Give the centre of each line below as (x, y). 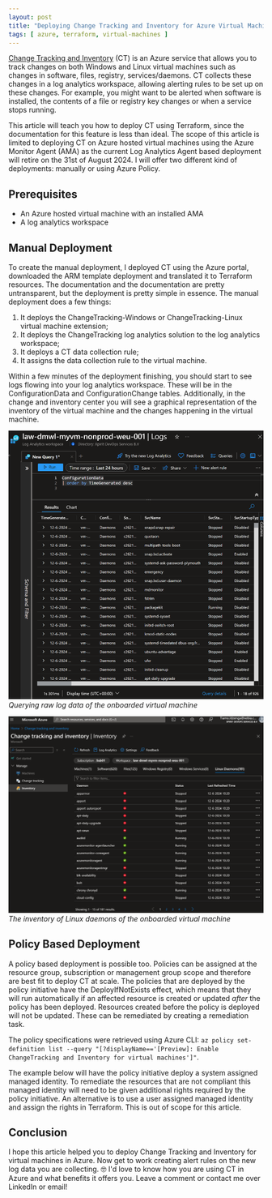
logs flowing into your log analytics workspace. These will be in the (120, 385)
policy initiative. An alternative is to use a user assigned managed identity (131, 1098)
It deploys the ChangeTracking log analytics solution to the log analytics (140, 335)
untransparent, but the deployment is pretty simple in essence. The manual (134, 293)
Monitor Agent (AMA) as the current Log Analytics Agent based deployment (135, 152)
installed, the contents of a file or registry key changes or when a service (130, 101)
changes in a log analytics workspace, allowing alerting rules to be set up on (136, 84)
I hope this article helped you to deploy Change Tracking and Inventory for (132, 1152)
